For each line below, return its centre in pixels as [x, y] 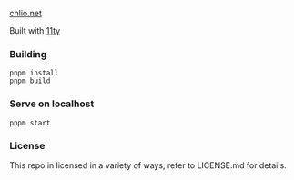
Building [28, 54]
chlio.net [26, 13]
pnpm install [34, 73]
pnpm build [30, 81]
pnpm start [30, 123]
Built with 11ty [35, 30]
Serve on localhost [52, 104]
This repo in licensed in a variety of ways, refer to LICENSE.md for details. [148, 165]
